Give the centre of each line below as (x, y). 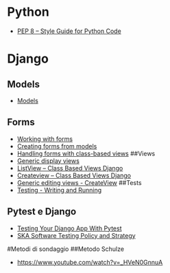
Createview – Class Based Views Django (74, 175)
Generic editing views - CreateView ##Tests (79, 182)
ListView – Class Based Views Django (70, 168)
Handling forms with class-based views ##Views (86, 153)
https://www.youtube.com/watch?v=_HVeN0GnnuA (90, 262)
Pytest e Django (42, 211)
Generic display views (48, 161)
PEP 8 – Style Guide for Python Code (69, 31)
